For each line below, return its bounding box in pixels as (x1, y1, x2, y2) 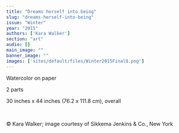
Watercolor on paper (6, 74, 57, 82)
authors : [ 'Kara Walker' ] (6, 31, 70, 37)
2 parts (6, 86, 24, 93)
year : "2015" (6, 25, 39, 31)
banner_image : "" (6, 53, 49, 59)
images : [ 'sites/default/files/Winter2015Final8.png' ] (6, 58, 145, 64)
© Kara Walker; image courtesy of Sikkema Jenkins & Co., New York (6, 120, 174, 127)
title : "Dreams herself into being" (6, 8, 97, 15)
